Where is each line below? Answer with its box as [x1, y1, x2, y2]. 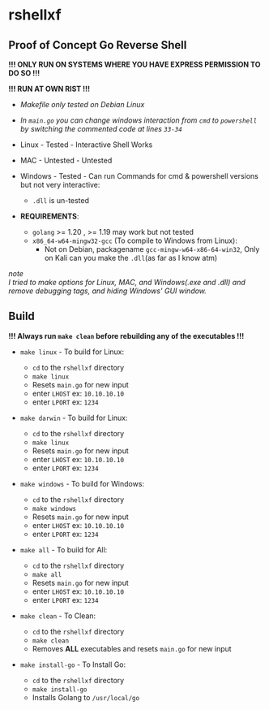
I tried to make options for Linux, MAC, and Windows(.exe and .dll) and [8, 278, 246, 287]
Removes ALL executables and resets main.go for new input [32, 643, 233, 653]
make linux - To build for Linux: [19, 347, 125, 357]
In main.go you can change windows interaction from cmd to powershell [19, 115, 258, 125]
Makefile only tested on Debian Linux [19, 100, 145, 109]
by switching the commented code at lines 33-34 [19, 124, 182, 133]
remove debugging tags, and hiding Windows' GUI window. [8, 286, 207, 296]
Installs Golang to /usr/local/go [32, 692, 140, 702]
